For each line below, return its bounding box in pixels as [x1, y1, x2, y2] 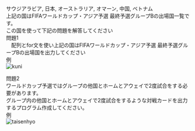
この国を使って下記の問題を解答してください [6, 27, 113, 34]
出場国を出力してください [24, 49, 86, 56]
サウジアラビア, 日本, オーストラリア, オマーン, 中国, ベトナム [6, 5, 154, 12]
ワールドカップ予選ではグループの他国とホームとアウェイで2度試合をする [6, 82, 183, 89]
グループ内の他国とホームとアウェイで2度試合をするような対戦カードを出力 [6, 97, 188, 104]
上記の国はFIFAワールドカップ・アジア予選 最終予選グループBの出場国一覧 [6, 12, 185, 19]
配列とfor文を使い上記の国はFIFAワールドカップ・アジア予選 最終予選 [11, 42, 178, 49]
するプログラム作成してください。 [6, 104, 88, 111]
